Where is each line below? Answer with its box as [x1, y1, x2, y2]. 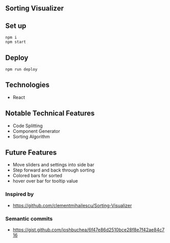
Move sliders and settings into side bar [12, 162, 94, 168]
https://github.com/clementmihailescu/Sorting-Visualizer [12, 202, 132, 208]
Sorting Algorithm [12, 133, 50, 139]
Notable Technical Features [5, 109, 95, 118]
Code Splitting [12, 123, 43, 129]
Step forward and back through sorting [12, 167, 95, 173]
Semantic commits [5, 215, 53, 222]
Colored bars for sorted [12, 173, 62, 179]
